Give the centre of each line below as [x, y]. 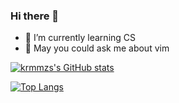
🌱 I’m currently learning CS [80, 38]
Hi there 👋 [35, 16]
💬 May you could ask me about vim [97, 48]
